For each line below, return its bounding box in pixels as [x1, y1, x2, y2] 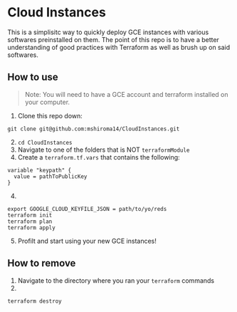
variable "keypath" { [7, 167, 72, 174]
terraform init [7, 212, 53, 219]
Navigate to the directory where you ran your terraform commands [17, 276, 215, 285]
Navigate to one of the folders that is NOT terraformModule [17, 145, 190, 154]
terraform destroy [7, 297, 62, 305]
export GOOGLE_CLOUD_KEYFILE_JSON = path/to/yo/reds [7, 205, 167, 212]
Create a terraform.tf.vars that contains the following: [17, 152, 180, 161]
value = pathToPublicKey [14, 172, 88, 180]
